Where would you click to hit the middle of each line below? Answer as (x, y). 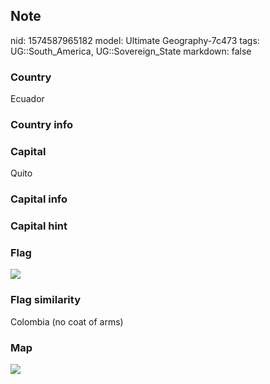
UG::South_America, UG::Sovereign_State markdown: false (131, 51)
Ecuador (27, 99)
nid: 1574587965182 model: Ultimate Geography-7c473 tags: (135, 40)
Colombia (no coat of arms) (67, 321)
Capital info (39, 199)
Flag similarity (45, 300)
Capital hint (39, 226)
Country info (41, 125)
